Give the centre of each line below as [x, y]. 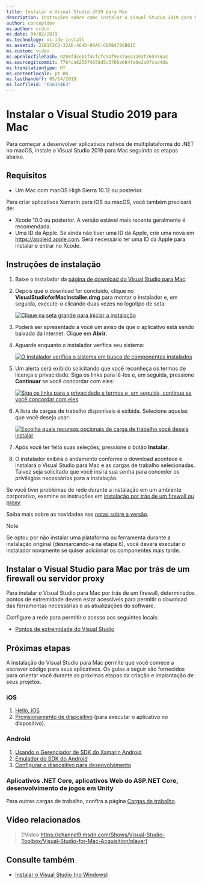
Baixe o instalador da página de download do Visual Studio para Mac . [101, 279]
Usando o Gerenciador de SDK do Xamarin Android [78, 752]
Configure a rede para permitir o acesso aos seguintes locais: [83, 618]
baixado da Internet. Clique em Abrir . [61, 333]
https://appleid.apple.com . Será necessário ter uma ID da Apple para [100, 239]
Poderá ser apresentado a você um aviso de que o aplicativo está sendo [104, 327]
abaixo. [15, 157]
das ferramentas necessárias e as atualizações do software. [81, 606]
